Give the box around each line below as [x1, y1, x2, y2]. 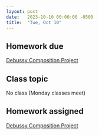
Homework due [6, 41, 64, 51]
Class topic [6, 74, 48, 84]
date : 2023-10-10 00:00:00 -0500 [6, 14, 94, 20]
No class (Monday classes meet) [6, 89, 86, 96]
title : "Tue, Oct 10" [6, 19, 62, 25]
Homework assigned [6, 106, 84, 116]
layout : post [6, 8, 38, 15]
